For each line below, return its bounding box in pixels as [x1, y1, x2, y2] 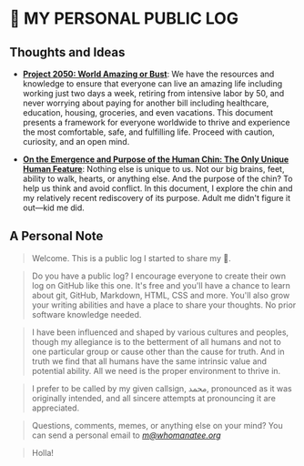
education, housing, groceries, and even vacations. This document [22, 107, 274, 117]
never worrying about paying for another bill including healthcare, [22, 97, 269, 108]
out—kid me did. [22, 202, 85, 213]
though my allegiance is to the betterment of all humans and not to [31, 336, 282, 347]
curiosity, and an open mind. [22, 137, 130, 147]
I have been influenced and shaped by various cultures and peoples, [31, 327, 289, 338]
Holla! [31, 447, 55, 458]
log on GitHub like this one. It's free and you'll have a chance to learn [31, 279, 291, 290]
